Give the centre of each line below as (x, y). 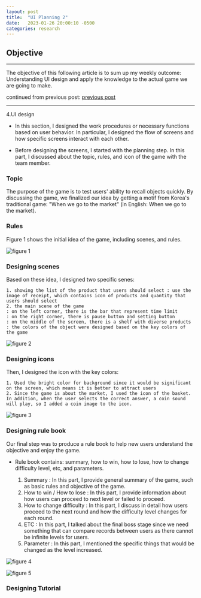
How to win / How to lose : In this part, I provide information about (105, 493)
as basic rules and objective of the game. (74, 486)
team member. (33, 163)
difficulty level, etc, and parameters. (59, 468)
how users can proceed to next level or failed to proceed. (95, 499)
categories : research (33, 28)
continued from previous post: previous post (61, 97)
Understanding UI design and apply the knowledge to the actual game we (97, 79)
